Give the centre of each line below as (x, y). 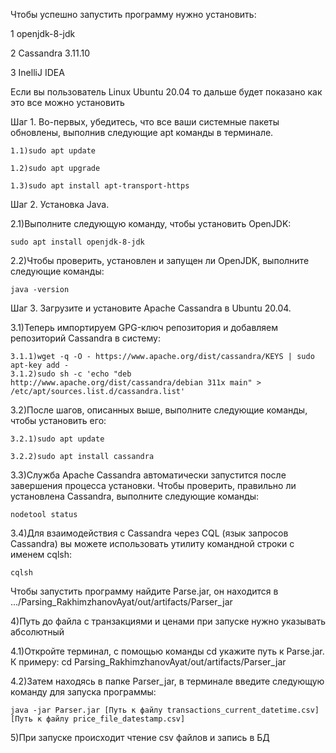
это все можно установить (67, 102)
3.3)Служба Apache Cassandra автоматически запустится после (148, 475)
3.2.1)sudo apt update (57, 439)
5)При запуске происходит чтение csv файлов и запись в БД (140, 737)
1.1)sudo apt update (53, 151)
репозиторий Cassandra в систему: (85, 338)
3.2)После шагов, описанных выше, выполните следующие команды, (159, 410)
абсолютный (37, 632)
